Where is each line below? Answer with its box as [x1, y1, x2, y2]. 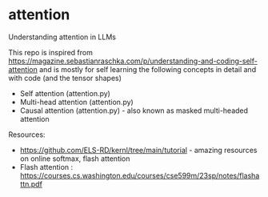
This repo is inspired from [8, 47, 94, 57]
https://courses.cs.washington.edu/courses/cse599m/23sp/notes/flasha [19, 171, 260, 180]
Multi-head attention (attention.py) [19, 97, 134, 107]
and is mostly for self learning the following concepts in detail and [38, 64, 257, 74]
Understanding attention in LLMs [8, 32, 116, 42]
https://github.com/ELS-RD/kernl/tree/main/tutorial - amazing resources [19, 145, 258, 155]
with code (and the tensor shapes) [8, 73, 122, 82]
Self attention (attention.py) [19, 88, 110, 98]
